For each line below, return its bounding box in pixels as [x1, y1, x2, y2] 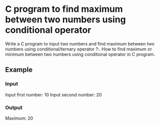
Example [5, 66, 33, 74]
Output [5, 104, 23, 111]
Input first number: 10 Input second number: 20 [5, 91, 102, 97]
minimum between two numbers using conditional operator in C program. [5, 51, 156, 57]
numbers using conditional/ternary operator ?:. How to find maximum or [5, 46, 153, 52]
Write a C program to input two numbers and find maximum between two [5, 41, 155, 46]
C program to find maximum [5, 3, 123, 15]
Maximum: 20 [5, 115, 33, 121]
